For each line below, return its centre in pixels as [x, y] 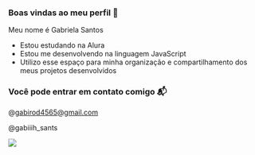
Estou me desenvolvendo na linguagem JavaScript [103, 54]
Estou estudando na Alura [62, 45]
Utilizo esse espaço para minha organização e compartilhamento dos [133, 62]
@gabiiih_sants [33, 127]
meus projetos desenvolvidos [68, 71]
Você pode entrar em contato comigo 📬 [88, 92]
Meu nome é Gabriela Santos [56, 30]
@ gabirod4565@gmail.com [53, 112]
